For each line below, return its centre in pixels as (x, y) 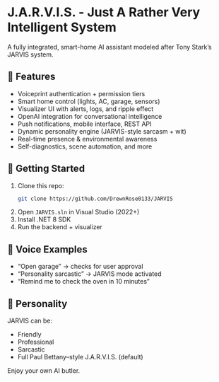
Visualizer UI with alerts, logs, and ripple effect (85, 109)
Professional (36, 342)
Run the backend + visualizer (60, 227)
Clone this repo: (41, 185)
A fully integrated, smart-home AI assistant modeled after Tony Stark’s (109, 47)
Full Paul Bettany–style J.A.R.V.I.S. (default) (80, 357)
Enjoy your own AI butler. (44, 371)
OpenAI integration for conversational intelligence (90, 116)
